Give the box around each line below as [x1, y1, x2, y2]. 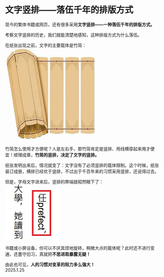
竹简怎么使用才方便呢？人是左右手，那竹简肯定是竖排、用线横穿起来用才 [5, 146, 150, 151]
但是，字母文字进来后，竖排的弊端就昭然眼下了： [5, 179, 103, 185]
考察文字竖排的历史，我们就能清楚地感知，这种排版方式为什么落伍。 [5, 32, 142, 38]
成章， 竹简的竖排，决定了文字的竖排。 [21, 152, 99, 158]
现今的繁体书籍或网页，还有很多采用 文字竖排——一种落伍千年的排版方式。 [5, 21, 155, 27]
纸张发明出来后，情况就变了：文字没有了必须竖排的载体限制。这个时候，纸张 [5, 162, 159, 168]
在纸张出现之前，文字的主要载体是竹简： [5, 42, 86, 48]
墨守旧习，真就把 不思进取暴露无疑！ [18, 251, 91, 257]
